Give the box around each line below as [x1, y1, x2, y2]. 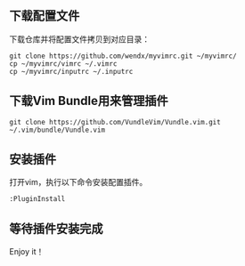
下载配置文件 [9, 8, 80, 24]
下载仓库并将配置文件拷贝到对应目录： [9, 34, 150, 44]
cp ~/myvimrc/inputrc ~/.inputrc [9, 67, 134, 76]
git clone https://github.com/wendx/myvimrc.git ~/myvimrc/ [9, 52, 238, 60]
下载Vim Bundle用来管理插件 [9, 93, 168, 109]
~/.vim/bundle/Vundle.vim [9, 125, 105, 134]
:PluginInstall [9, 195, 66, 204]
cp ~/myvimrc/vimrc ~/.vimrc [9, 59, 118, 69]
